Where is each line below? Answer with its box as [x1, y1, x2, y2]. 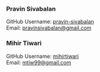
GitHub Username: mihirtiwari [6, 53, 79, 60]
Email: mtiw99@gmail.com [6, 58, 71, 66]
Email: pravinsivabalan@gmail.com [6, 24, 92, 31]
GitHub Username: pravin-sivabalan [6, 18, 94, 25]
